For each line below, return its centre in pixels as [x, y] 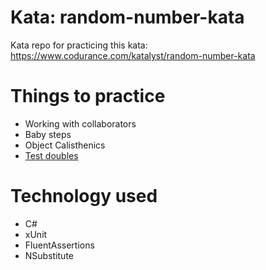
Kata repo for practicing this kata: [79, 45]
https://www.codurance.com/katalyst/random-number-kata [133, 55]
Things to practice [88, 96]
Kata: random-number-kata [127, 17]
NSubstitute [49, 255]
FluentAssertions [59, 245]
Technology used [84, 196]
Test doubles [51, 155]
